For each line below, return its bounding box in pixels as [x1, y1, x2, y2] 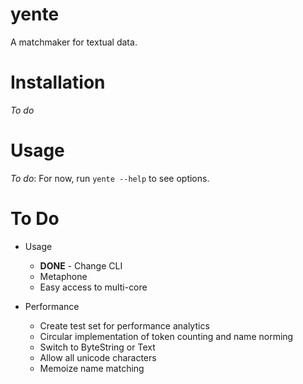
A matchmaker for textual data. [10, 36, 138, 48]
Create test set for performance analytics [39, 319, 210, 332]
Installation [10, 71, 106, 94]
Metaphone [39, 270, 88, 282]
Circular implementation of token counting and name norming [39, 330, 294, 342]
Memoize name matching [39, 362, 145, 374]
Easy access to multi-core [39, 281, 148, 293]
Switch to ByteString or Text [39, 341, 156, 353]
